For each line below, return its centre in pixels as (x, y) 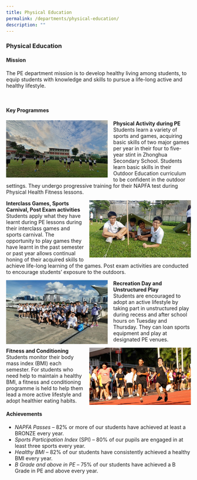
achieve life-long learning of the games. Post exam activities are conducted (97, 266)
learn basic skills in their (142, 167)
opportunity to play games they (44, 241)
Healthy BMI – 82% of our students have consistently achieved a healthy (102, 452)
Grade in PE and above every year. (56, 471)
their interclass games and (38, 228)
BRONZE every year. (39, 433)
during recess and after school (150, 315)
